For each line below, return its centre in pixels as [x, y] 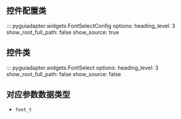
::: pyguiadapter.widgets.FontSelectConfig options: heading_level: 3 [91, 25]
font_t [23, 110]
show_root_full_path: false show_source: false [64, 74]
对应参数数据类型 [38, 95]
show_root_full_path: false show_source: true [63, 32]
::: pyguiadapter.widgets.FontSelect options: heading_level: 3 [83, 68]
